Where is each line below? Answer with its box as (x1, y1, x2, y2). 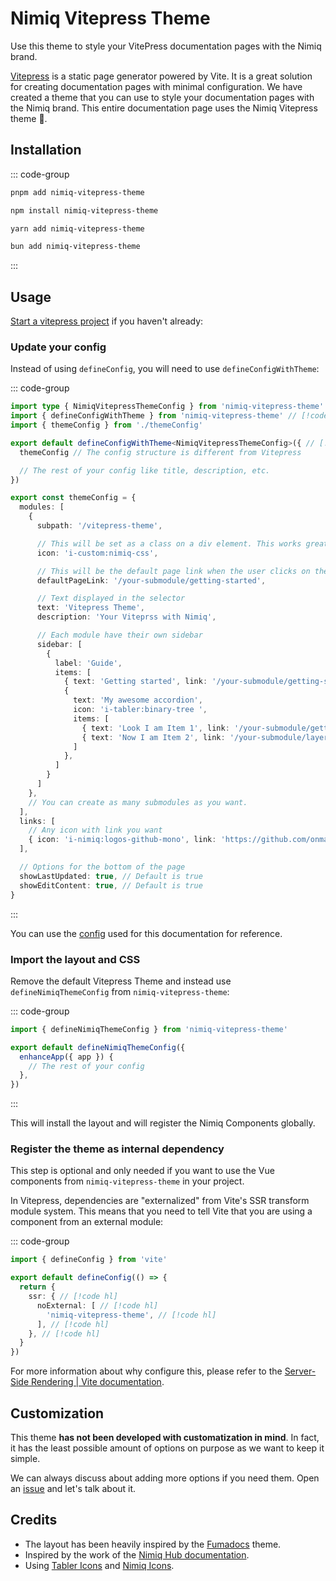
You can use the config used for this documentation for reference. (10, 927, 283, 939)
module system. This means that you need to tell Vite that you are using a (10, 1205, 313, 1217)
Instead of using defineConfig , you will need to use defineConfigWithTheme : (10, 363, 320, 375)
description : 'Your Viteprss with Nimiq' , (36, 612, 217, 622)
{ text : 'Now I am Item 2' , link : (81, 732, 226, 742)
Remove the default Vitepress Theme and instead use (10, 975, 232, 987)
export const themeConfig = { (10, 493, 137, 503)
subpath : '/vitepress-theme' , (36, 521, 163, 531)
